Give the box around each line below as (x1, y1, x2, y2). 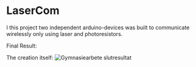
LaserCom (6, 4, 60, 18)
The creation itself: (6, 54, 54, 61)
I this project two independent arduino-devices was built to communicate (6, 24, 190, 31)
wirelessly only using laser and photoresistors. (6, 30, 123, 37)
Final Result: (6, 42, 37, 49)
